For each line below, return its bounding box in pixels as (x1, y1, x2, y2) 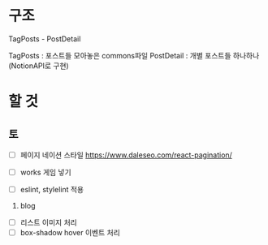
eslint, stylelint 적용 (19, 185, 84, 195)
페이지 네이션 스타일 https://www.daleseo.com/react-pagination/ (19, 150, 233, 160)
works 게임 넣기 (19, 167, 71, 177)
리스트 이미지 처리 (19, 217, 77, 227)
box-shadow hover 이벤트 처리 (19, 228, 120, 238)
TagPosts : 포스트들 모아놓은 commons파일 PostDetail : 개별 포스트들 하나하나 (8, 50, 260, 60)
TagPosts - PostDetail (8, 33, 81, 44)
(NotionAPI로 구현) (8, 61, 69, 71)
